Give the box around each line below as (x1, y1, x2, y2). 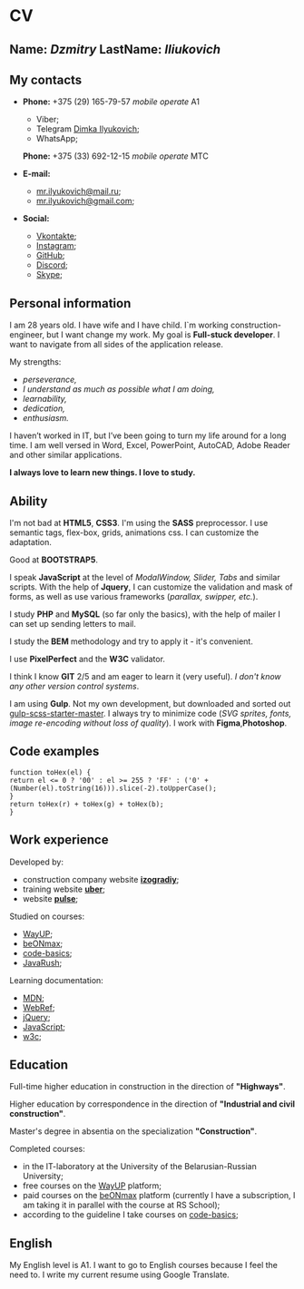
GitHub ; (35, 250, 65, 261)
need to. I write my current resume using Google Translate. (9, 1269, 230, 1280)
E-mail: (22, 169, 52, 180)
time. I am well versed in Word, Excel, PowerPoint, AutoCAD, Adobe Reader (9, 440, 290, 451)
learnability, (22, 394, 68, 405)
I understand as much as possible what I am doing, (22, 384, 215, 395)
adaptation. (9, 537, 53, 548)
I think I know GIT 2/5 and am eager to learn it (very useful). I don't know (9, 671, 281, 682)
